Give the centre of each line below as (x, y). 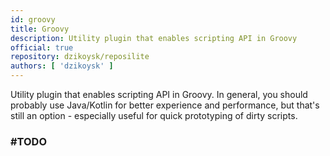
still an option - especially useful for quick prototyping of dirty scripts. (154, 115)
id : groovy (33, 19)
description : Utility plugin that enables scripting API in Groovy (154, 38)
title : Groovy (40, 29)
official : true (42, 47)
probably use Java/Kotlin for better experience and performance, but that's (165, 105)
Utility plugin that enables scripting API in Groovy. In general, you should (159, 94)
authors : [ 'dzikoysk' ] (62, 66)
